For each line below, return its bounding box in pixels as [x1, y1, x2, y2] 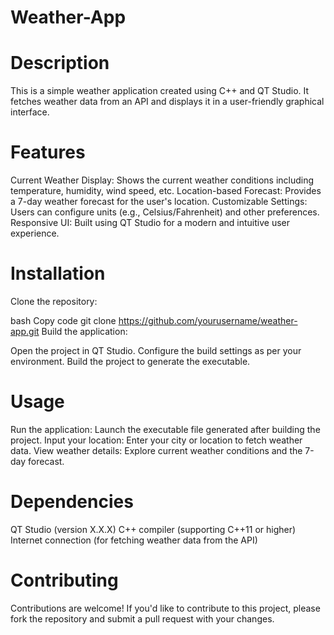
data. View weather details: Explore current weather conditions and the [10, 444, 303, 456]
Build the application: [41, 326, 128, 337]
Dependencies [10, 491, 134, 513]
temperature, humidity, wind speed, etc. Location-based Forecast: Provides [10, 185, 322, 197]
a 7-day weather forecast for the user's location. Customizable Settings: [10, 196, 308, 208]
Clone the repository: [10, 296, 98, 307]
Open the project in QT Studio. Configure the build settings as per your [10, 345, 302, 356]
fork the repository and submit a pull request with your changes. [10, 612, 275, 625]
